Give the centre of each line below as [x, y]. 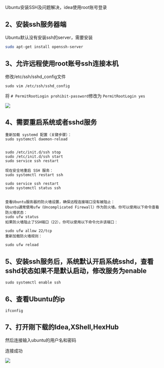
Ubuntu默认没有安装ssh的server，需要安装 [49, 37]
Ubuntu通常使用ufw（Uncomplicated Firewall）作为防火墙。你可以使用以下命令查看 [82, 207]
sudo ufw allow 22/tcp [29, 231]
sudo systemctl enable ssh [33, 282]
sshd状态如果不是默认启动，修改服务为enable [76, 271]
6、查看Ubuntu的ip [35, 299]
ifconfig [14, 311]
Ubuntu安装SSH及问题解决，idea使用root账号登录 [56, 7]
